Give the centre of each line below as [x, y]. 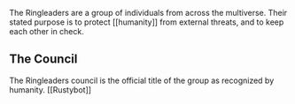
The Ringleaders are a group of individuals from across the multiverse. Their [148, 13]
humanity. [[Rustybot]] [50, 89]
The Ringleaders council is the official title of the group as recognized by [142, 80]
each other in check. [47, 31]
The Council [43, 59]
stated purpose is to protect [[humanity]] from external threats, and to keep [147, 22]
